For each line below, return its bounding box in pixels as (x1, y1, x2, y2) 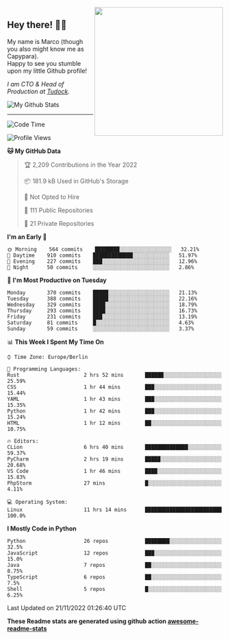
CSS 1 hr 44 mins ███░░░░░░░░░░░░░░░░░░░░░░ (7, 384, 222, 391)
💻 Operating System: (7, 498, 68, 505)
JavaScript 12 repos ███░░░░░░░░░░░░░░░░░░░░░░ (7, 549, 222, 557)
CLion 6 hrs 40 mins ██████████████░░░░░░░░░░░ (7, 443, 222, 450)
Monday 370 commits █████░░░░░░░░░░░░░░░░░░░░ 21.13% (7, 289, 197, 296)
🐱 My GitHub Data (7, 147, 62, 155)
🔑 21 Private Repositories (23, 219, 94, 227)
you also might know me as (7, 45, 84, 53)
